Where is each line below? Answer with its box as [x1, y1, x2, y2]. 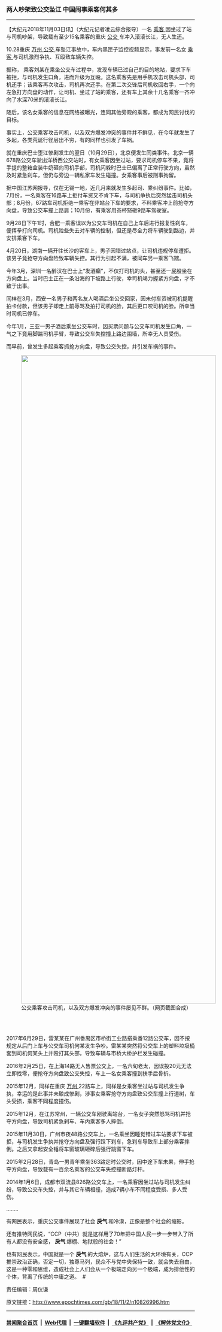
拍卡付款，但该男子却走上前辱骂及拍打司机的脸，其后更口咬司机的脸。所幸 [6, 302, 190, 310]
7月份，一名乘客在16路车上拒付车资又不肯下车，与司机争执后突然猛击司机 [6, 192, 188, 199]
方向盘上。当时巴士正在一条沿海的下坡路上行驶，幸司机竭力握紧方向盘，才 [6, 275, 190, 282]
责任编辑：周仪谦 [6, 1286, 48, 1293]
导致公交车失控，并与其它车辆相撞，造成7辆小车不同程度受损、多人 [16, 1186, 183, 1193]
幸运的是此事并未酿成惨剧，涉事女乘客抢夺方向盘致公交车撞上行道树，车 [16, 1090, 195, 1097]
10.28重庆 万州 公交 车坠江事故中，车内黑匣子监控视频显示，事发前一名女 [6, 46, 187, 53]
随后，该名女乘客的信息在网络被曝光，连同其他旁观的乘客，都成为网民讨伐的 [6, 109, 195, 116]
